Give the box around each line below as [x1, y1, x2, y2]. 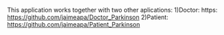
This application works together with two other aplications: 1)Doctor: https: [7, 6, 218, 14]
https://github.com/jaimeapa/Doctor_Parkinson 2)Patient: [7, 13, 169, 21]
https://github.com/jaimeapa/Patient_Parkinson [7, 21, 140, 28]
